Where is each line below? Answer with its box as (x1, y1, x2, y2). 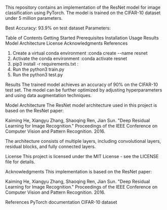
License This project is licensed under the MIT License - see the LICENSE (5, 154, 159, 159)
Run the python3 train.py (12, 66, 65, 72)
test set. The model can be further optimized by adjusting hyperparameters (5, 87, 162, 93)
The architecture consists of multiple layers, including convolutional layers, (5, 138, 161, 144)
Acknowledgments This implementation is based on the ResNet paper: (5, 169, 152, 174)
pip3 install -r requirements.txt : (12, 61, 79, 67)
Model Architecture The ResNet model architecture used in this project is (5, 102, 157, 108)
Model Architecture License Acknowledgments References (5, 40, 128, 46)
